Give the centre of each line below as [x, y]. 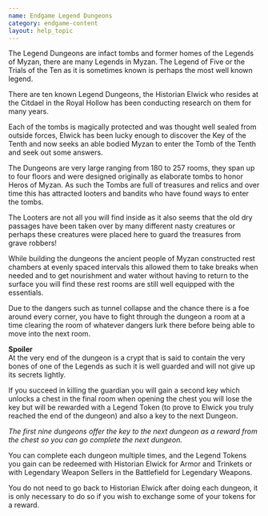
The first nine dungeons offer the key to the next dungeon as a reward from [133, 431]
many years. [29, 111]
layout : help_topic [41, 30]
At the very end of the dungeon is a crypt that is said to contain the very [127, 358]
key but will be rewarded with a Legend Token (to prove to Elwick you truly [131, 407]
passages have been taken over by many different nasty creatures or [122, 226]
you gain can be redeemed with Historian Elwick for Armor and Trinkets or [130, 464]
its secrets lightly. [37, 375]
